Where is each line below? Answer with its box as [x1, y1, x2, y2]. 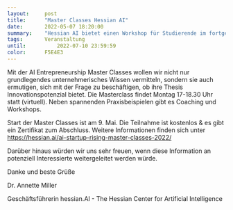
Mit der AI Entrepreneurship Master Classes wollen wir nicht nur [7, 67, 190, 76]
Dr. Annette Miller [7, 181, 58, 189]
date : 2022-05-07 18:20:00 [7, 23, 104, 30]
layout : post [7, 10, 58, 17]
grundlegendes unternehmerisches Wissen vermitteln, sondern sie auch [7, 75, 214, 83]
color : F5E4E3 [7, 49, 64, 56]
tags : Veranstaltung [7, 36, 85, 43]
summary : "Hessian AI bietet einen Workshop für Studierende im [7, 29, 207, 37]
